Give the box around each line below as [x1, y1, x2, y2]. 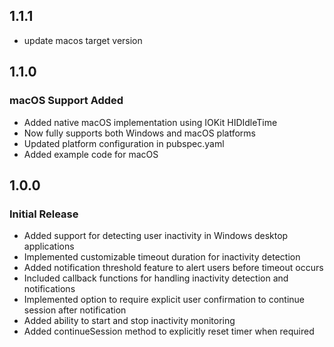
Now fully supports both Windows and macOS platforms [23, 127, 256, 139]
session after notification [23, 304, 127, 316]
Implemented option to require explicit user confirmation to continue [23, 294, 305, 306]
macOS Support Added [9, 94, 124, 108]
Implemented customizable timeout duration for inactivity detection [23, 251, 301, 263]
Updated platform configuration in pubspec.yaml [23, 137, 225, 149]
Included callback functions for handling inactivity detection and [23, 272, 289, 284]
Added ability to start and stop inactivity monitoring [23, 315, 236, 327]
